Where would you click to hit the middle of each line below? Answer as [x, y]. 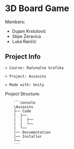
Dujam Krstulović [29, 31]
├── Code [22, 111]
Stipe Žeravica [26, 36]
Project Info [23, 57]
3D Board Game [37, 8]
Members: [15, 22]
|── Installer [28, 136]
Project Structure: [22, 94]
